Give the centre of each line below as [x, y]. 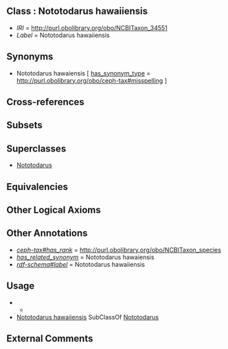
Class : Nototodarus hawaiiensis [77, 11]
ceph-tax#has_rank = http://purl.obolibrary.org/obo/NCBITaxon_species [118, 250]
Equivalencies [37, 187]
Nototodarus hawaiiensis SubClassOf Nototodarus [88, 317]
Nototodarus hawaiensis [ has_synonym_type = [83, 73]
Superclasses [36, 148]
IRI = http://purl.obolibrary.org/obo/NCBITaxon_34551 [92, 27]
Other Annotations [47, 233]
